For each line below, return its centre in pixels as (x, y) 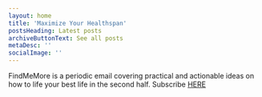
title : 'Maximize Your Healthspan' (68, 23)
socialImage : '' (35, 53)
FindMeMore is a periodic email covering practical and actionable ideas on (131, 76)
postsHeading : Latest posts (55, 30)
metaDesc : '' (30, 46)
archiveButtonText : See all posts (66, 38)
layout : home (30, 16)
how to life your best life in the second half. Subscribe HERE (107, 84)
